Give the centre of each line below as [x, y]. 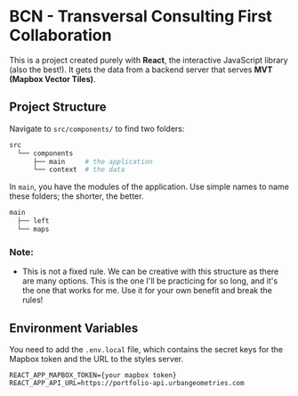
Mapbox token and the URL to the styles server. [97, 359]
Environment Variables [74, 328]
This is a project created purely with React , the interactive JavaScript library [149, 60]
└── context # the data [79, 170]
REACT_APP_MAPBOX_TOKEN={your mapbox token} [93, 375]
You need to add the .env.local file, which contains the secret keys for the [146, 349]
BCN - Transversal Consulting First [141, 16]
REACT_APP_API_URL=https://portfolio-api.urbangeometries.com [127, 383]
